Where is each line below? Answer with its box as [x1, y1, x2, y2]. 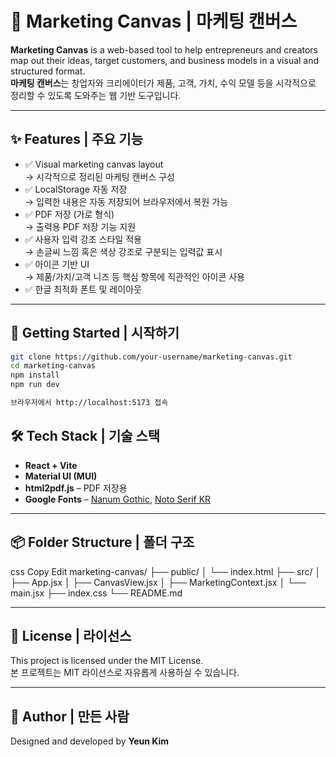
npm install [10, 370, 60, 381]
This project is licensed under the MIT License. [10, 655, 204, 667]
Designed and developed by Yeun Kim [10, 735, 170, 747]
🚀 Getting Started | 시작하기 [10, 325, 180, 342]
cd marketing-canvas [10, 361, 97, 371]
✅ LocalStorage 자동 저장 [24, 183, 128, 195]
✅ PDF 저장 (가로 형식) [24, 208, 115, 220]
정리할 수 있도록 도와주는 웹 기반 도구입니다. [10, 89, 182, 101]
